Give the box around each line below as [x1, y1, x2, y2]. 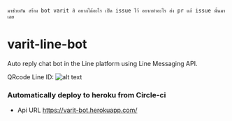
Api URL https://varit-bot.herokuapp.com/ [17, 106, 138, 115]
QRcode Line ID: [7, 72, 55, 81]
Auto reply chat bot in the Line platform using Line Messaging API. [7, 59, 198, 67]
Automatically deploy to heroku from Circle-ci [7, 90, 166, 99]
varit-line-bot [7, 36, 87, 52]
